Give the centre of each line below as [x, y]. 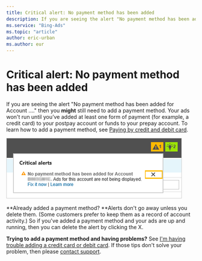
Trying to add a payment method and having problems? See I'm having [96, 238]
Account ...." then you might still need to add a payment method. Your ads [98, 110]
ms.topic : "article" [32, 32]
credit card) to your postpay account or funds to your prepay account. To [97, 123]
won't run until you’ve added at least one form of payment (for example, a [98, 116]
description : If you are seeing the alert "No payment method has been [98, 19]
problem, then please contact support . [54, 251]
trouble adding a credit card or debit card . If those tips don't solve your [94, 245]
